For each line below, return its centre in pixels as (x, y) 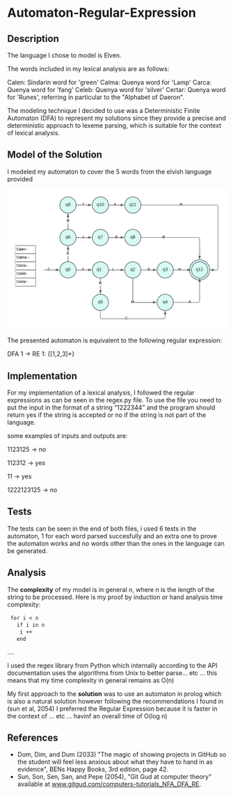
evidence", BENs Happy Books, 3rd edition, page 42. (93, 769)
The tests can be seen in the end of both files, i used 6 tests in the (102, 529)
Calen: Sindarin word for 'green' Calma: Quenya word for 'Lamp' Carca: (110, 82)
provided (20, 179)
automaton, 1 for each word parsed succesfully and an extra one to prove (112, 536)
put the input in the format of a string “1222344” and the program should (111, 407)
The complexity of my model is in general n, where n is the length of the (111, 589)
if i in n (31, 625)
